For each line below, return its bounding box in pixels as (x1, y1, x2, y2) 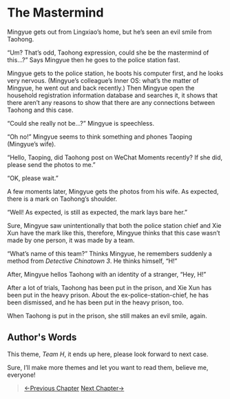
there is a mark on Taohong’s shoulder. (7, 195, 118, 203)
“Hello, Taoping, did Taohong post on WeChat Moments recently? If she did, (7, 153, 223, 162)
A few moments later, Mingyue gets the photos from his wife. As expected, (7, 187, 219, 195)
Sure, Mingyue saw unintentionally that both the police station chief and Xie (7, 221, 222, 229)
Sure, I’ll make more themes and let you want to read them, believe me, (7, 363, 209, 371)
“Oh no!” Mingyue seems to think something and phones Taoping (7, 133, 193, 141)
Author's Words (7, 331, 77, 343)
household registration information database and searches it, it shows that (7, 91, 218, 99)
